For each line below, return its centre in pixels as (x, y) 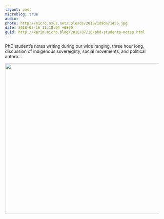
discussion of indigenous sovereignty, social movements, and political (75, 51)
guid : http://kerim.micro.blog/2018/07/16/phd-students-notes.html (75, 32)
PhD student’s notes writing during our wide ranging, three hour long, (75, 46)
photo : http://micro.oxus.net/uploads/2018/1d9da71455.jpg (66, 23)
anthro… (13, 56)
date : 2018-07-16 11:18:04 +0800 (39, 28)
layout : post (18, 10)
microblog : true (21, 14)
